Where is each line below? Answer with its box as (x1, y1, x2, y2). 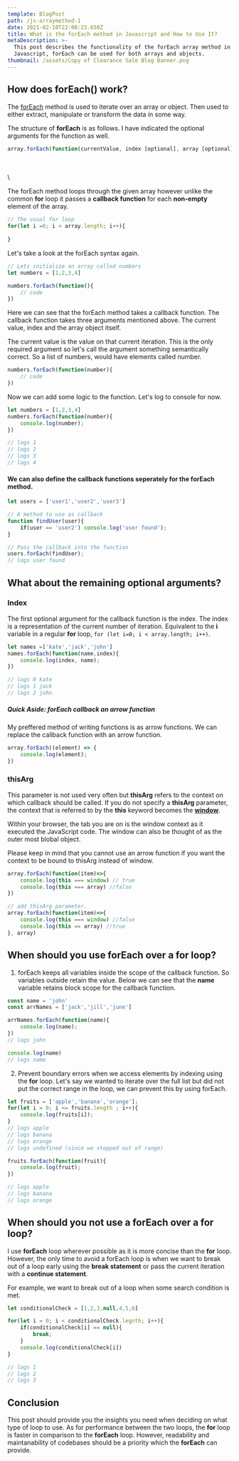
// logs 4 (7, 459, 37, 466)
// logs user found (7, 557, 65, 564)
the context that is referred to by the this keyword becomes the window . (7, 805, 221, 814)
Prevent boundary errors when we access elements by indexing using (17, 1069, 223, 1078)
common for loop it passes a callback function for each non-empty (7, 194, 208, 204)
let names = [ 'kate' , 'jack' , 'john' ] (7, 643, 113, 651)
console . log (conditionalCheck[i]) (20, 1344, 122, 1351)
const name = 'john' (7, 997, 69, 1004)
